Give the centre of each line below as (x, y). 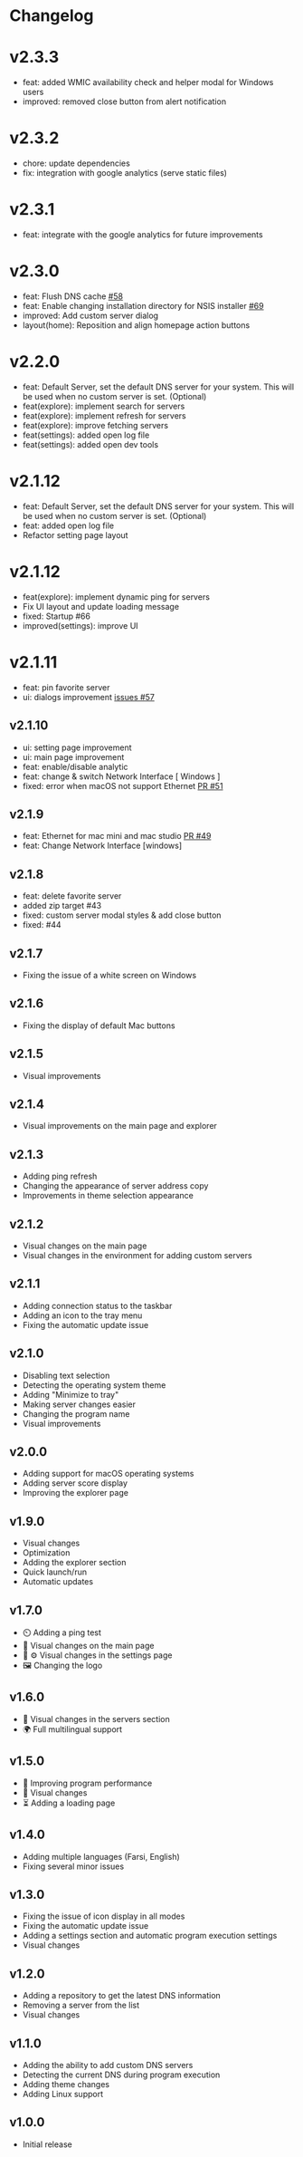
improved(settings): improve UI (80, 625)
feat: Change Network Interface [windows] (102, 846)
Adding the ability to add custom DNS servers (108, 2065)
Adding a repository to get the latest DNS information (122, 1996)
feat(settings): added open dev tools (90, 444)
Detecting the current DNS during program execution (121, 2075)
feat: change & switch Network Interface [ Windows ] (121, 776)
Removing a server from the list (81, 2005)
